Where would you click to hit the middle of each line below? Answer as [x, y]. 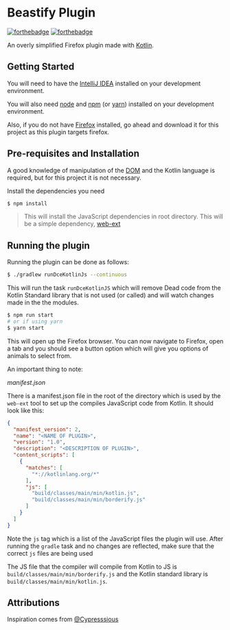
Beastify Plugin [51, 13]
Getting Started [41, 67]
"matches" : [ [44, 468]
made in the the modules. [43, 303]
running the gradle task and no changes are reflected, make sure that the [111, 546]
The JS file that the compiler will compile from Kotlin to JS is [92, 567]
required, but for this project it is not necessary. [74, 178]
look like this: [26, 410]
